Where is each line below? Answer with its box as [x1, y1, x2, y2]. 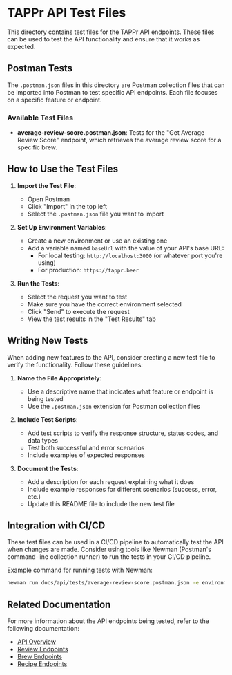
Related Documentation [7, 598, 111, 610]
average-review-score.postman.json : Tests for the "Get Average [17, 129, 205, 137]
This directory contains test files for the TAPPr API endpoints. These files [7, 28, 215, 36]
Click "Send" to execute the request [27, 307, 130, 315]
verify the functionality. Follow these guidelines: [7, 360, 144, 369]
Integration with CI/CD [7, 520, 106, 532]
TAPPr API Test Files [7, 5, 126, 21]
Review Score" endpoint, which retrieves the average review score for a [17, 136, 222, 145]
